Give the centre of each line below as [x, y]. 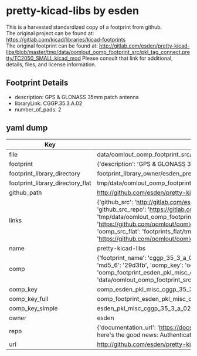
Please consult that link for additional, [127, 58]
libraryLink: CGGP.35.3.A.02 [48, 103]
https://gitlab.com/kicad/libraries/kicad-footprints [66, 39]
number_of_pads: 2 [38, 109]
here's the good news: [127, 334]
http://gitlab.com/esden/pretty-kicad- [144, 46]
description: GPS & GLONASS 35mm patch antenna [77, 97]
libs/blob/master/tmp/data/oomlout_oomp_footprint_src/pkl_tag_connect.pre [98, 52]
